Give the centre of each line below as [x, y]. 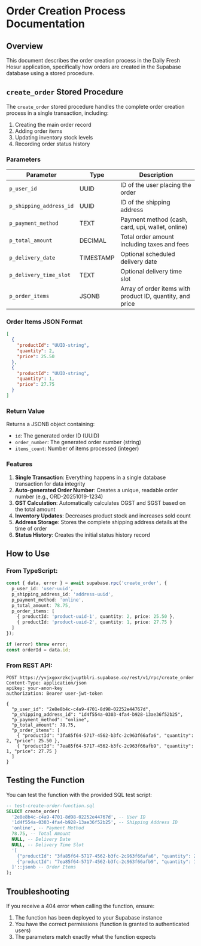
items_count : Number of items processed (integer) [77, 448]
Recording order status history [52, 144]
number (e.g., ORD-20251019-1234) [59, 496]
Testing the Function [45, 780]
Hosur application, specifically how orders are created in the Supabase [94, 67]
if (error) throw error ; [37, 644]
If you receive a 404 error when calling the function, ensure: [80, 906]
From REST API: [29, 665]
